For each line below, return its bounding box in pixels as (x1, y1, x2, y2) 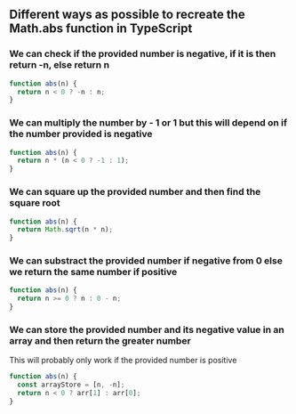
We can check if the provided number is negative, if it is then (9, 48, 276, 61)
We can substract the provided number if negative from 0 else (9, 255, 283, 267)
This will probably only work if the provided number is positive (9, 355, 237, 366)
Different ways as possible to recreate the (9, 7, 246, 22)
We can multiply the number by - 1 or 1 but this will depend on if (9, 117, 288, 129)
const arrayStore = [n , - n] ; (17, 380, 125, 390)
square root (9, 197, 60, 209)
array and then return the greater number (9, 335, 191, 346)
